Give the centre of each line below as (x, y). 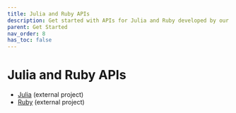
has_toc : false (30, 40)
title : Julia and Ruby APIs (49, 14)
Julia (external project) (51, 95)
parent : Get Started (38, 27)
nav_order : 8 (26, 34)
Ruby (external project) (51, 102)
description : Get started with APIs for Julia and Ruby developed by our (118, 20)
